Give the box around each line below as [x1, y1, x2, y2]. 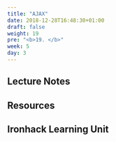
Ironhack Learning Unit [7, 124, 110, 136]
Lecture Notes [7, 75, 71, 88]
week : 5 [7, 43, 30, 50]
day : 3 [7, 50, 27, 57]
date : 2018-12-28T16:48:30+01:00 [7, 17, 105, 24]
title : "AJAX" [7, 10, 49, 18]
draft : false [7, 23, 45, 30]
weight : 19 [7, 30, 39, 37]
